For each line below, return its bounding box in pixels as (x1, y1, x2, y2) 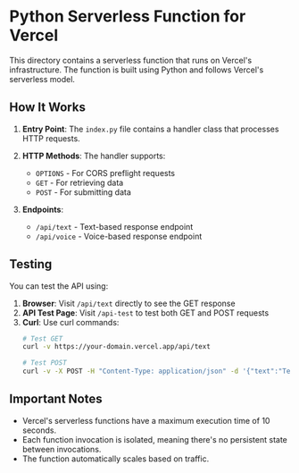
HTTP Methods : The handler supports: (21, 150, 166, 161)
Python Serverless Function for (9, 6, 246, 27)
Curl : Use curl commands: (21, 317, 120, 327)
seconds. (21, 425, 57, 435)
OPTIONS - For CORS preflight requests (35, 167, 176, 178)
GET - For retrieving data (35, 177, 124, 188)
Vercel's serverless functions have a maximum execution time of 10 (21, 415, 270, 426)
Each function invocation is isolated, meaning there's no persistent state (21, 434, 287, 444)
